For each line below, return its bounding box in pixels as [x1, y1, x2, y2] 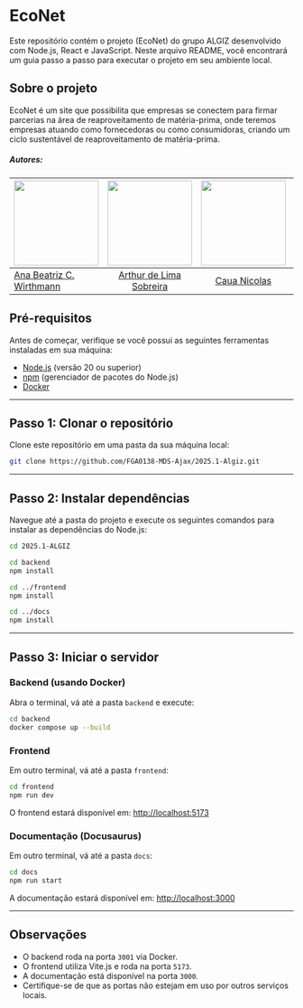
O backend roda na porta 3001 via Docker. [22, 951, 179, 962]
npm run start [9, 876, 63, 885]
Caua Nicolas [215, 274, 272, 287]
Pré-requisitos [9, 311, 93, 326]
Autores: [9, 155, 43, 165]
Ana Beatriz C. [14, 268, 75, 281]
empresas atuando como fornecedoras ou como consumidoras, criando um [9, 124, 290, 135]
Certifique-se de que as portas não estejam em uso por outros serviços [22, 980, 289, 991]
